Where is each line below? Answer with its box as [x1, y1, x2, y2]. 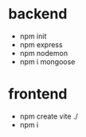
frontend [8, 85, 68, 103]
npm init [19, 31, 47, 41]
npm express [19, 39, 63, 49]
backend [8, 5, 68, 23]
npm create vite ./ [19, 111, 78, 121]
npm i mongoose [19, 57, 76, 66]
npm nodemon [19, 48, 68, 58]
